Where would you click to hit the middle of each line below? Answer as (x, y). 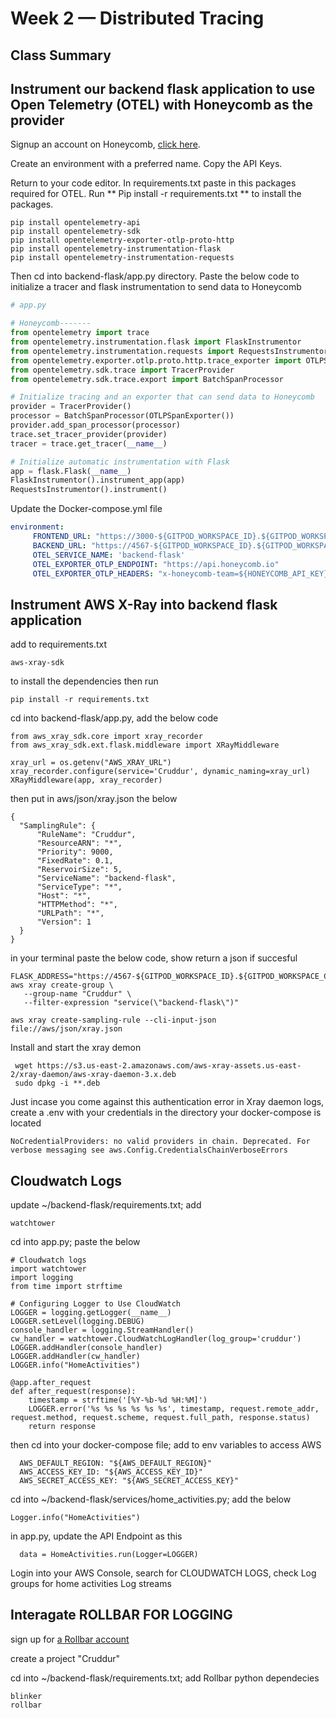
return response (62, 1427)
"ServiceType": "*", (79, 887)
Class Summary (61, 55)
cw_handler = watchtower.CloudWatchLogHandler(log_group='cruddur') (156, 1339)
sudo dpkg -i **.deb (57, 1083)
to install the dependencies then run (84, 681)
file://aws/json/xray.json (66, 1029)
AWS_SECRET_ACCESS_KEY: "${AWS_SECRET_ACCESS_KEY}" (129, 1481)
